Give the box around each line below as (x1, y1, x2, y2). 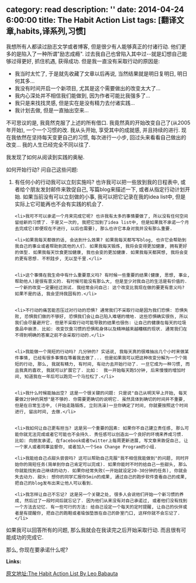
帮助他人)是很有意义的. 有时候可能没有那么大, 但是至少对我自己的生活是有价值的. (14, 278, 187, 284)
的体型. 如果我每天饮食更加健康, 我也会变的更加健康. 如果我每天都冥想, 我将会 (14, 249, 184, 255)
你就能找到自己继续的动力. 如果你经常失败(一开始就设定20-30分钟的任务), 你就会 (14, 468, 187, 473)
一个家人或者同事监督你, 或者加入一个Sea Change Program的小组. (14, 444, 157, 450)
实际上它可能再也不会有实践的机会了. (14, 200, 104, 207)
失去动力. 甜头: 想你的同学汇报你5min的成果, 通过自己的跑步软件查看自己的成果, (14, 474, 187, 480)
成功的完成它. (11, 533, 44, 541)
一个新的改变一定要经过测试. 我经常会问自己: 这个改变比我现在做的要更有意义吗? (14, 284, 185, 291)
